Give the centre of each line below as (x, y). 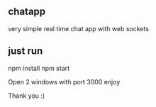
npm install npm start (39, 68)
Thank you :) (27, 96)
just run (26, 51)
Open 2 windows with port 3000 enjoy (64, 81)
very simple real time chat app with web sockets (79, 28)
